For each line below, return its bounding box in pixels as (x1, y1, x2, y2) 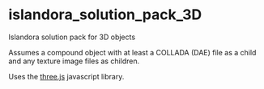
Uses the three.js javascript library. (8, 71, 125, 81)
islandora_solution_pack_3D (8, 6, 202, 24)
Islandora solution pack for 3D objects (8, 32, 136, 42)
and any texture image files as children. (8, 56, 140, 66)
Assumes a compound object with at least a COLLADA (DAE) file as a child (8, 47, 257, 57)
